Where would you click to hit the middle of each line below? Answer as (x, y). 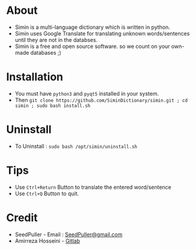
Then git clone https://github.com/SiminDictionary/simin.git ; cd (101, 100)
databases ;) (46, 52)
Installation (35, 77)
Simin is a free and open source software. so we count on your (92, 46)
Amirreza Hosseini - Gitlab (47, 240)
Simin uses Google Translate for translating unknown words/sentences (102, 33)
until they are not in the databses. (56, 40)
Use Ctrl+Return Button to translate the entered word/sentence (93, 187)
